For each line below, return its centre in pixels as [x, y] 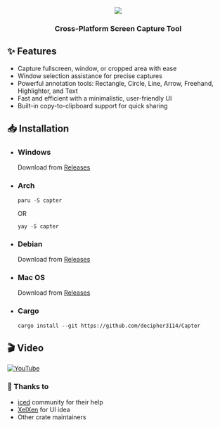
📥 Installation [38, 129]
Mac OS [31, 277]
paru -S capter [40, 200]
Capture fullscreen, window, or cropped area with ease [97, 68]
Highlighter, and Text [48, 91]
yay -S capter [38, 226]
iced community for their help [60, 402]
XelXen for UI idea [44, 409]
